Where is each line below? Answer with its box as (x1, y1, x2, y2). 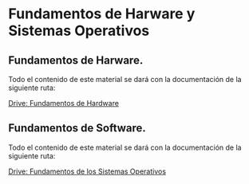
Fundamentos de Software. (8, 121, 146, 135)
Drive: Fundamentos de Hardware (8, 99, 120, 108)
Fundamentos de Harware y (8, 5, 196, 23)
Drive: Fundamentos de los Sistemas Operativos (8, 166, 166, 176)
